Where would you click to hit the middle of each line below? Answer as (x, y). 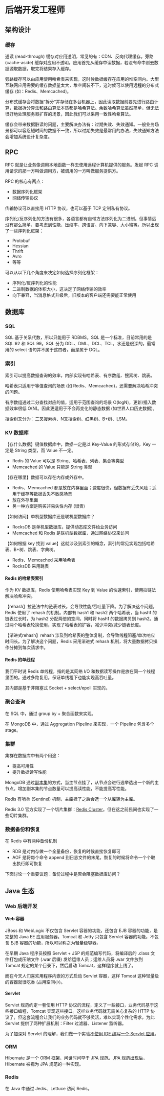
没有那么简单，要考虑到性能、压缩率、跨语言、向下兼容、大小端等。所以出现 (82, 225)
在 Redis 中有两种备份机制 (31, 841)
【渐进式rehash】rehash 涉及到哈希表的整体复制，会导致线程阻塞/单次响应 (80, 635)
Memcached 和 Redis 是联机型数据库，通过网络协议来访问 (71, 533)
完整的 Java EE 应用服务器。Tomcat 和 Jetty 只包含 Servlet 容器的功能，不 (80, 936)
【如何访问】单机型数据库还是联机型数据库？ (50, 516)
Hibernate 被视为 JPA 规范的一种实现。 (44, 1064)
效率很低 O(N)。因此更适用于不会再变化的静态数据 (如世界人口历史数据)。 (83, 408)
